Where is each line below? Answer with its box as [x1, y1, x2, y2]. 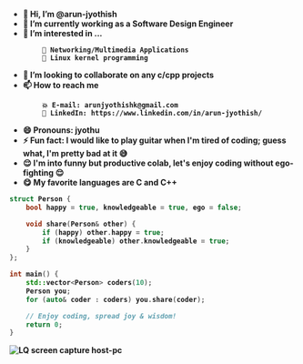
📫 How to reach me [22, 80, 99, 90]
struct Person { [9, 195, 71, 204]
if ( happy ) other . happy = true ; [42, 227, 166, 237]
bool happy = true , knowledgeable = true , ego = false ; [25, 203, 243, 212]
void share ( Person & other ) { [25, 219, 136, 228]
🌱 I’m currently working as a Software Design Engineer [22, 18, 234, 29]
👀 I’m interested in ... [22, 28, 103, 38]
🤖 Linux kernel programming [42, 54, 148, 63]
